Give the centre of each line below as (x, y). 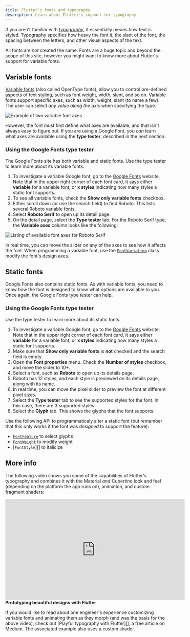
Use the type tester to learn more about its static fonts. (63, 319)
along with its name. (34, 384)
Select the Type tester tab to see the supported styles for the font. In (86, 400)
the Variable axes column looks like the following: (65, 225)
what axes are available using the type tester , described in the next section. (86, 137)
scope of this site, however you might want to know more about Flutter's (82, 56)
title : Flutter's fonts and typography (48, 10)
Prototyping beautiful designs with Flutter (51, 602)
